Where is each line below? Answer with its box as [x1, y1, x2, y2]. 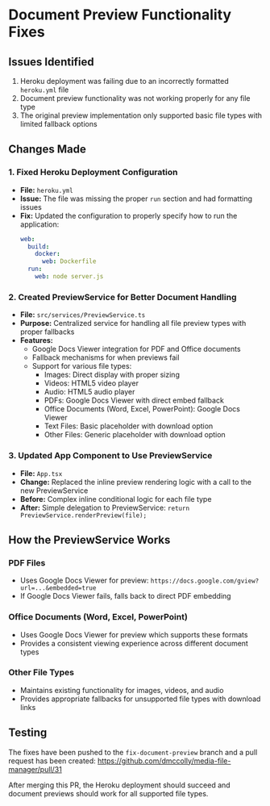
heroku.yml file [19, 85, 69, 94]
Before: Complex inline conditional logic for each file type [19, 494, 212, 503]
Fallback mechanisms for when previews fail [31, 353, 180, 362]
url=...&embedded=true [19, 584, 97, 592]
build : [27, 242, 50, 251]
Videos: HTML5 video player [44, 378, 139, 388]
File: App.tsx [19, 468, 63, 478]
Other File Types [8, 667, 75, 679]
